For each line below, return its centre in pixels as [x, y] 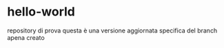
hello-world [41, 12]
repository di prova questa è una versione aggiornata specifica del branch [112, 30]
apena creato [26, 37]
